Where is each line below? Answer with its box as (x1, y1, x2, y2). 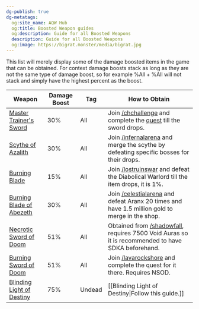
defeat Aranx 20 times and (108, 197, 182, 205)
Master (9, 108, 29, 116)
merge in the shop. (108, 212, 161, 220)
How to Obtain (128, 94, 170, 103)
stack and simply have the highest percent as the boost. (6, 77, 143, 84)
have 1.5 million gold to (108, 204, 173, 213)
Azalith (9, 148, 28, 156)
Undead (79, 285, 102, 294)
